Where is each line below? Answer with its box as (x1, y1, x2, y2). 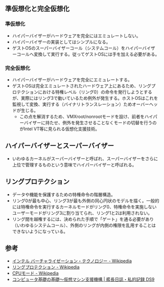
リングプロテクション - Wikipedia (12, 264, 80, 270)
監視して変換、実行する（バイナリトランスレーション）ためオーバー (12, 101, 149, 107)
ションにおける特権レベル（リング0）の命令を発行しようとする (25, 89, 153, 95)
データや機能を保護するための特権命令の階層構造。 (12, 191, 116, 198)
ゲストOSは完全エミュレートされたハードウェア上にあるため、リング (12, 83, 152, 88)
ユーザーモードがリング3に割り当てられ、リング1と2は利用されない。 (12, 210, 153, 216)
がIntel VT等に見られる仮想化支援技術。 (19, 126, 100, 132)
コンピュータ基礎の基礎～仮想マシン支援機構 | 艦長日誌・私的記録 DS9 (12, 277, 155, 283)
